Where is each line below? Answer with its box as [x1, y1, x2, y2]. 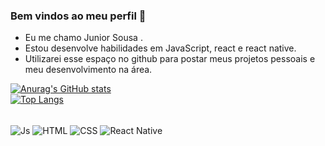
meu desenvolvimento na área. [24, 64, 153, 76]
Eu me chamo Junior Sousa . [24, 32, 143, 44]
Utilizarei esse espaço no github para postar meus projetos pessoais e [24, 53, 316, 65]
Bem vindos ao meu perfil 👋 [10, 9, 147, 23]
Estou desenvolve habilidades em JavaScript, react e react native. [24, 42, 297, 54]
